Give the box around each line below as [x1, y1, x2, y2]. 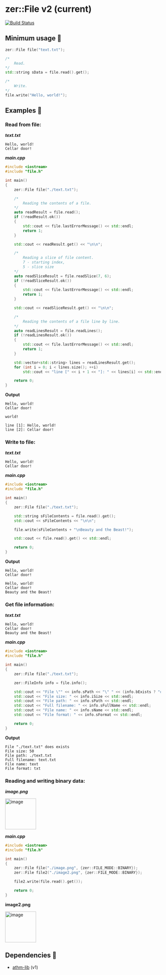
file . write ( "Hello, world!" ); [5, 92, 68, 97]
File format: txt [5, 766, 41, 771]
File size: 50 [5, 749, 35, 754]
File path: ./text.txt [5, 753, 52, 758]
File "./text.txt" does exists [5, 744, 70, 749]
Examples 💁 [5, 106, 42, 115]
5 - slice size [23, 264, 54, 270]
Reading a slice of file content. [23, 255, 94, 260]
